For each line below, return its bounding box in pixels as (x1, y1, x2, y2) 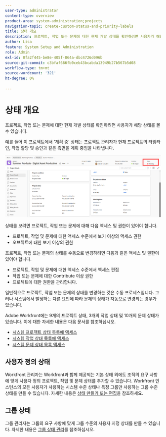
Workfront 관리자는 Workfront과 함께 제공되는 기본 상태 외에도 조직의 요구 (5, 372, 149, 378)
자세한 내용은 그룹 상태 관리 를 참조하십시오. (11, 426, 95, 432)
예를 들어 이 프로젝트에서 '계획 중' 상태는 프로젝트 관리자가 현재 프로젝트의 (5, 139, 147, 145)
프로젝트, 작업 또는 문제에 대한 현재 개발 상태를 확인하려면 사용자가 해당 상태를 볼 (5, 122, 161, 128)
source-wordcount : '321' (5, 71, 56, 76)
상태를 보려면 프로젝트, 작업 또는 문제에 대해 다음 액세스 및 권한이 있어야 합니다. (5, 223, 158, 229)
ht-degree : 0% (5, 76, 35, 81)
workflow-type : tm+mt (5, 65, 50, 70)
